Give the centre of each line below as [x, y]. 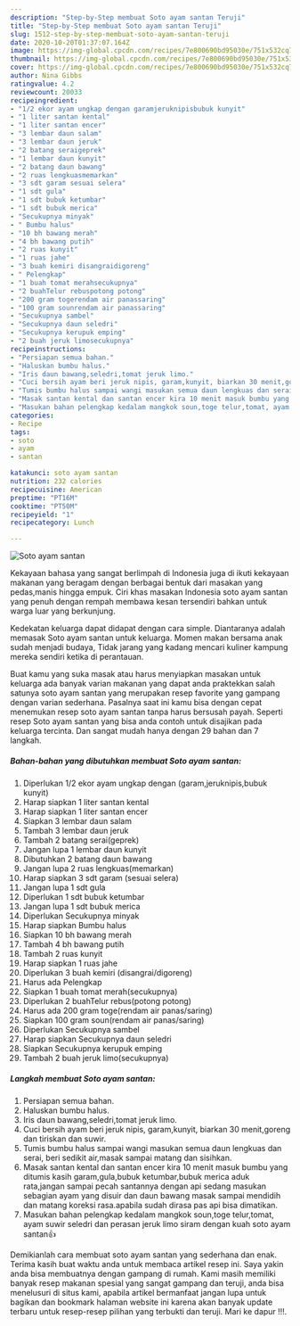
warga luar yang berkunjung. [63, 611]
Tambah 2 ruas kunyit [63, 954]
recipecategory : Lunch [52, 523]
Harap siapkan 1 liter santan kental [86, 803]
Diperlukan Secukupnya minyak [81, 916]
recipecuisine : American [56, 490]
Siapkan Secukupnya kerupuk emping [93, 1049]
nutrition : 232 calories [56, 482]
